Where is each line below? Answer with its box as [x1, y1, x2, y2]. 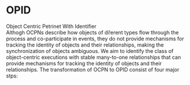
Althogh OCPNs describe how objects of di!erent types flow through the [6, 29, 179, 36]
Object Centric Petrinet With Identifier [6, 23, 97, 30]
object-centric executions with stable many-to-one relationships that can [6, 54, 181, 61]
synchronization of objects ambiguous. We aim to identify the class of [6, 47, 174, 54]
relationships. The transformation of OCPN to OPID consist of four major [6, 66, 180, 73]
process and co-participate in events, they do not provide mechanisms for [6, 35, 185, 42]
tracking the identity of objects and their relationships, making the [6, 41, 164, 48]
